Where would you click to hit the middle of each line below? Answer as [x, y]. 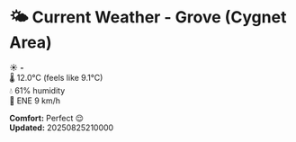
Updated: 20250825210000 [62, 128]
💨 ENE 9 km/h [35, 101]
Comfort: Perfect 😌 [46, 118]
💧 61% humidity [37, 90]
